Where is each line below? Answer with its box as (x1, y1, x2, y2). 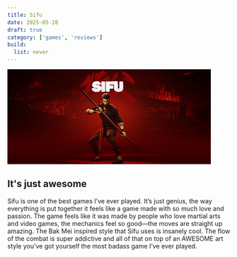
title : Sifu (7, 11, 42, 18)
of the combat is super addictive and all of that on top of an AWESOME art (7, 234, 224, 243)
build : (7, 41, 27, 49)
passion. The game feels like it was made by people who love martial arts (7, 212, 221, 220)
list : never (13, 49, 50, 56)
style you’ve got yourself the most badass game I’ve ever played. (7, 241, 197, 250)
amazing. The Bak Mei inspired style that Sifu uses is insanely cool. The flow (7, 227, 231, 235)
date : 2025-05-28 (7, 18, 59, 26)
